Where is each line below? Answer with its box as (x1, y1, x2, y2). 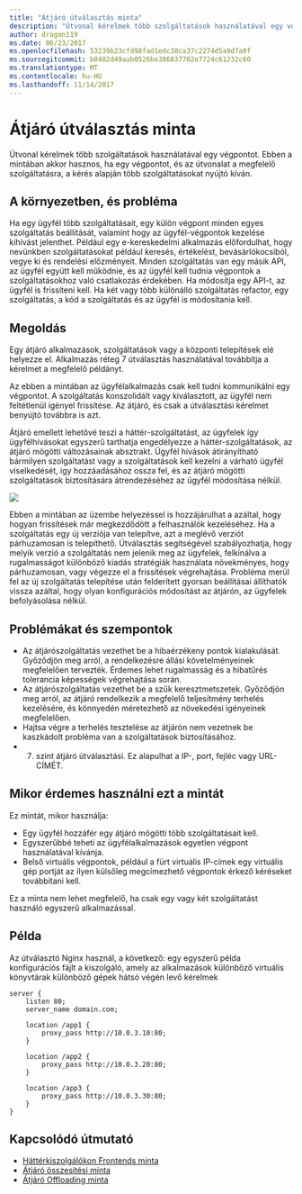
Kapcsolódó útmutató (9, 1132, 134, 1147)
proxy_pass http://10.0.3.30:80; (41, 1091, 167, 1100)
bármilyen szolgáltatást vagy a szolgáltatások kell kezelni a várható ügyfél (9, 456, 284, 466)
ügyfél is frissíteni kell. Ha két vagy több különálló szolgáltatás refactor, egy (9, 285, 289, 295)
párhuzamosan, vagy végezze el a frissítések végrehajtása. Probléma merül (9, 566, 290, 577)
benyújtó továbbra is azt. (9, 410, 102, 421)
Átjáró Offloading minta (22, 1174, 110, 1185)
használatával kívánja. (22, 846, 105, 857)
